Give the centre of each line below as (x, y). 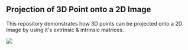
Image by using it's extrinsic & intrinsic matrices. (65, 30)
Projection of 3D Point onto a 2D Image (79, 10)
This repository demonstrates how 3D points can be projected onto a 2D (94, 23)
